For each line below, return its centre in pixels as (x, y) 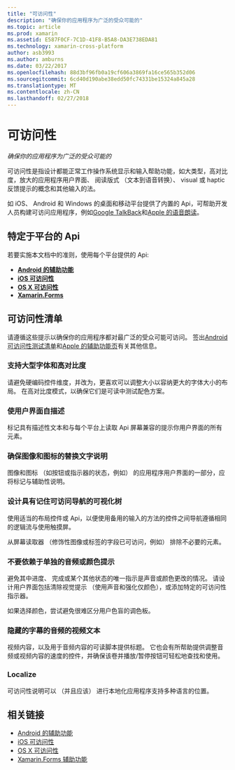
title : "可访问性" (32, 14)
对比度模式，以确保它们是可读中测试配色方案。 (101, 391)
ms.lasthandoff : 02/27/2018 (48, 99)
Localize (22, 675)
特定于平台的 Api (44, 237)
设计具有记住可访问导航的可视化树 (65, 501)
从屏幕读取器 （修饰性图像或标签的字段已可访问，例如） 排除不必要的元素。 (116, 541)
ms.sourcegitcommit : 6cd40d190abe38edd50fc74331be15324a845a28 (101, 79)
